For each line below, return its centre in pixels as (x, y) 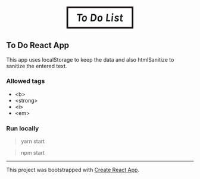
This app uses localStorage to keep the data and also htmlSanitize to (90, 59)
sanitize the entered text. (37, 66)
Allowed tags (26, 81)
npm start (32, 153)
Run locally (23, 128)
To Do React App (38, 45)
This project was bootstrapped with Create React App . (73, 170)
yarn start (33, 141)
